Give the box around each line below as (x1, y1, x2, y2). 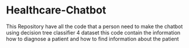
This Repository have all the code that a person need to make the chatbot (6, 23, 183, 30)
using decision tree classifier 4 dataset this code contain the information (6, 29, 181, 36)
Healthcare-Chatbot (6, 4, 106, 17)
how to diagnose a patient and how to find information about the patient (6, 35, 180, 42)
